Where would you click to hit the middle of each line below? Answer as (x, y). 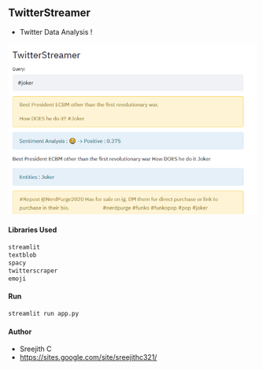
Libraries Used (33, 229)
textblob (22, 255)
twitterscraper (33, 271)
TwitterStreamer (49, 13)
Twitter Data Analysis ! (56, 31)
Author (20, 331)
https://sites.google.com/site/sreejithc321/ (88, 357)
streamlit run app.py (44, 314)
